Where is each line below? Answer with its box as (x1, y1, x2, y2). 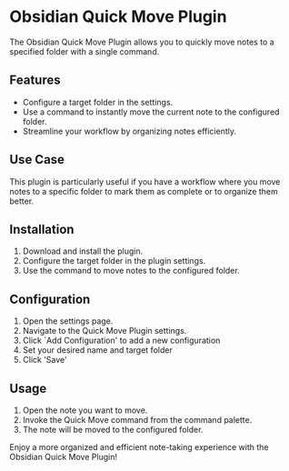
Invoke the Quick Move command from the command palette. (22, 415, 253, 425)
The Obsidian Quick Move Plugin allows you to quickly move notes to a (9, 36, 274, 47)
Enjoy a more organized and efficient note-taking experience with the (9, 442, 269, 452)
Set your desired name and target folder (22, 345, 173, 356)
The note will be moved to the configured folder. (22, 425, 204, 435)
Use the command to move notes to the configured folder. (22, 266, 240, 276)
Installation (9, 221, 75, 237)
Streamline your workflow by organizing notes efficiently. (22, 125, 237, 136)
